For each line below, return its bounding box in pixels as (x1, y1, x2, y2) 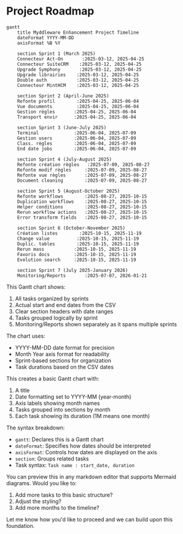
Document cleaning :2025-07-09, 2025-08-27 (17, 177, 147, 184)
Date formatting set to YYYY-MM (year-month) (14, 393, 132, 400)
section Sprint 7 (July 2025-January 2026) (17, 267, 129, 273)
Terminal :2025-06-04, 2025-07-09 (17, 130, 136, 136)
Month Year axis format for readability (14, 350, 110, 358)
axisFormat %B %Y (17, 40, 61, 46)
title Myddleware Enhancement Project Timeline (17, 29, 139, 36)
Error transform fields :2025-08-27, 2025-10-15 (17, 214, 147, 220)
